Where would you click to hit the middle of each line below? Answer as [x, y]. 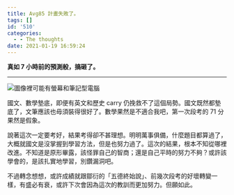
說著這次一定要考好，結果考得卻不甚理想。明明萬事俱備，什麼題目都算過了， [117, 135]
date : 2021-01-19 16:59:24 [46, 46]
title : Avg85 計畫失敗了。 [43, 14]
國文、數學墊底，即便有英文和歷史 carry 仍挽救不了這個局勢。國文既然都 [111, 103]
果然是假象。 [25, 120]
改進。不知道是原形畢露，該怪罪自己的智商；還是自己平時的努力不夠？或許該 [117, 153]
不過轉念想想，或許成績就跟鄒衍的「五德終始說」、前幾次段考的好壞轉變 [109, 176]
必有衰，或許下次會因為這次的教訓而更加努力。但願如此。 [114, 185]
